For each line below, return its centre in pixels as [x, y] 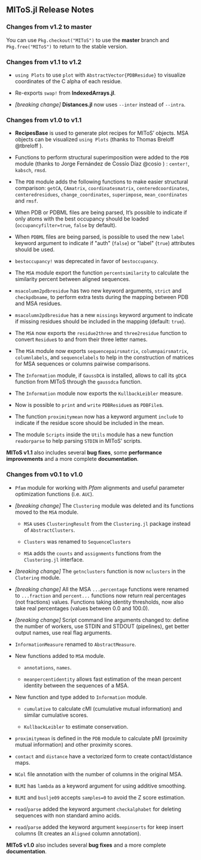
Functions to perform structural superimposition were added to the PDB [102, 158]
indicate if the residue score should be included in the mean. [89, 423]
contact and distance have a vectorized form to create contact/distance [103, 756]
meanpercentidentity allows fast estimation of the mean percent [102, 679]
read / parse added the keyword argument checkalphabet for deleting [98, 809]
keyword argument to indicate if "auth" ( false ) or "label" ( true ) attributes [105, 243]
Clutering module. [38, 577]
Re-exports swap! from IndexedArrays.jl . [65, 93]
